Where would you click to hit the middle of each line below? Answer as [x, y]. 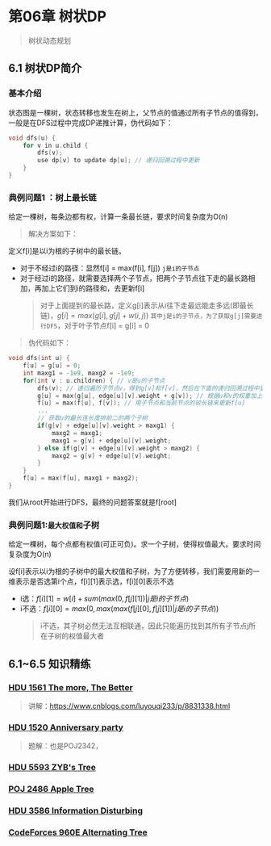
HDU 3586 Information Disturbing [76, 810]
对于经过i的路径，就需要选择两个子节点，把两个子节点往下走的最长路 [134, 279]
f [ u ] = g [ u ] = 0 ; [52, 366]
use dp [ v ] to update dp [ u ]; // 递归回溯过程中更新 [119, 161]
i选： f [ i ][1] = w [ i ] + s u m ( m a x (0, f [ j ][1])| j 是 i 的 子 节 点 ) [104, 599]
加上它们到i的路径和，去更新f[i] [93, 288]
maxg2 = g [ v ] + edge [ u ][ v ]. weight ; [111, 456]
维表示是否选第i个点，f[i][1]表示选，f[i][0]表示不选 [91, 581]
